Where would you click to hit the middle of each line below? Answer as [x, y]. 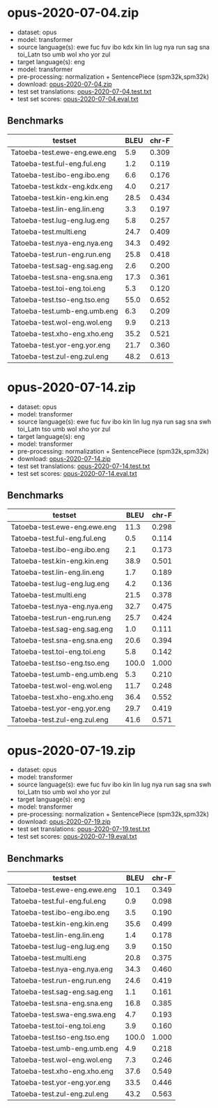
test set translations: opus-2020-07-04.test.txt [84, 91]
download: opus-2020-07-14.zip [64, 458]
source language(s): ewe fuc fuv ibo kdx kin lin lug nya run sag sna [114, 47]
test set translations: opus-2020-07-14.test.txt [84, 466]
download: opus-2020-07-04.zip [65, 84]
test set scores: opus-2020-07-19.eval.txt [77, 837]
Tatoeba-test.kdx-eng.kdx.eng [62, 186]
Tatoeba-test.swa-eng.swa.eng [63, 1015]
